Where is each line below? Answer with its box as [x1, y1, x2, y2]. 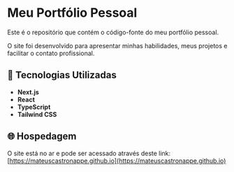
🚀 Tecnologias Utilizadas [7, 69, 117, 81]
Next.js [17, 87, 40, 96]
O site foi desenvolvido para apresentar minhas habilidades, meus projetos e [7, 41, 228, 50]
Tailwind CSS [17, 110, 57, 118]
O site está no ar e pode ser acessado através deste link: [7, 149, 171, 157]
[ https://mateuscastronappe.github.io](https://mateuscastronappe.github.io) [7, 156, 226, 165]
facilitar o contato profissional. [7, 49, 95, 57]
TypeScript [17, 103, 51, 111]
